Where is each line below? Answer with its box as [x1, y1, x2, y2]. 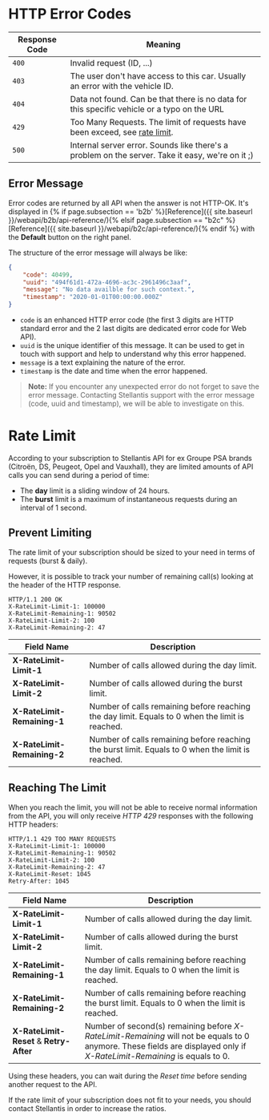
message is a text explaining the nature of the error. [19, 358, 186, 367]
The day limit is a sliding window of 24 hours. [19, 486, 171, 495]
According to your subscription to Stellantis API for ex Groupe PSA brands [8, 453, 252, 463]
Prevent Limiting [8, 526, 92, 540]
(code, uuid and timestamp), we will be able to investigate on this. [27, 398, 245, 408]
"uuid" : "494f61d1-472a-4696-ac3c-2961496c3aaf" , [22, 278, 192, 286]
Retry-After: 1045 [8, 877, 70, 885]
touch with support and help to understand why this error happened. [19, 350, 247, 358]
